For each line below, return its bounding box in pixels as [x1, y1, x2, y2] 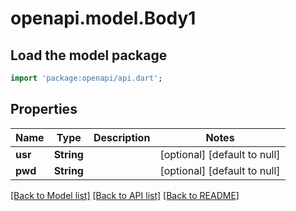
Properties [10, 101, 78, 118]
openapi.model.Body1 [10, 7, 197, 30]
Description [93, 130, 151, 144]
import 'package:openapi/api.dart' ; [10, 73, 163, 83]
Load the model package [10, 47, 168, 64]
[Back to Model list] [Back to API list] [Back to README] [10, 189, 240, 201]
